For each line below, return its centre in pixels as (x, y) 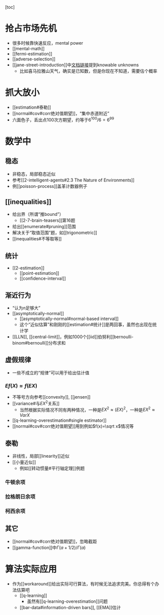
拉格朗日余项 (20, 497)
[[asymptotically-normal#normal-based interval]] (69, 319)
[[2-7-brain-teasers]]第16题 (47, 220)
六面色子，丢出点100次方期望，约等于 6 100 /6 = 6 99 (63, 119)
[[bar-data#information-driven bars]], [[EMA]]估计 (70, 607)
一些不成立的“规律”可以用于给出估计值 (51, 373)
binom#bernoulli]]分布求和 (39, 343)
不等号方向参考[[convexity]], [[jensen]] (51, 397)
